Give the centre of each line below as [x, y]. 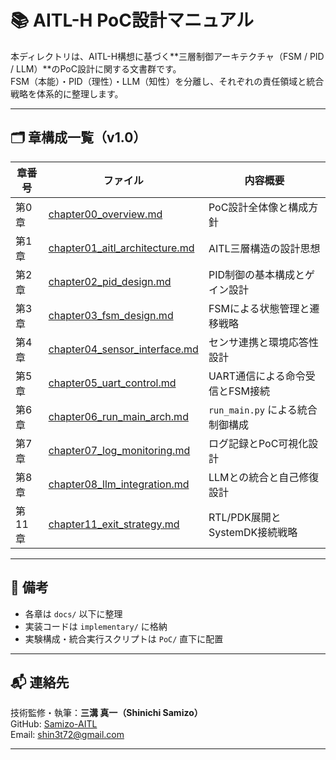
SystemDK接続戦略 [253, 532]
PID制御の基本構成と [256, 274]
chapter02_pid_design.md [110, 281]
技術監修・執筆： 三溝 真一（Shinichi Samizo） [106, 713]
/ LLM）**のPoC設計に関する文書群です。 [96, 68]
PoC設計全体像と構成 [258, 207]
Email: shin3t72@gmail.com [67, 735]
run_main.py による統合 [263, 409]
